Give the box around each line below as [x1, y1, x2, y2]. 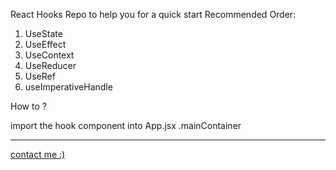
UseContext [24, 49, 75, 61]
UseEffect [24, 39, 67, 50]
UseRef [24, 70, 56, 82]
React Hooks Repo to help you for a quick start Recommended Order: [10, 9, 297, 20]
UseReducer [24, 60, 77, 71]
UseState [24, 28, 63, 39]
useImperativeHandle [24, 81, 113, 93]
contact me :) [10, 149, 66, 160]
